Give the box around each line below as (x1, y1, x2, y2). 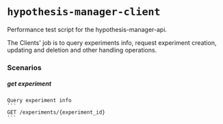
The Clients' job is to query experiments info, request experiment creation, (7, 38, 217, 46)
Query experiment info (7, 97, 72, 104)
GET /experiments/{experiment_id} (7, 108, 106, 116)
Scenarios (7, 63, 42, 72)
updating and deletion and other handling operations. (7, 46, 157, 54)
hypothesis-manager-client (7, 5, 161, 18)
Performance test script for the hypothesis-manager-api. (7, 25, 168, 33)
